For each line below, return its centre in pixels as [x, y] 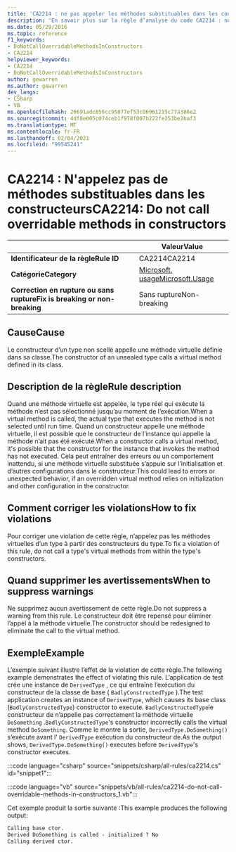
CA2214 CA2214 [167, 259]
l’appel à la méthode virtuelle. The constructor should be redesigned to [109, 623]
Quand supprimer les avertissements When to [109, 580]
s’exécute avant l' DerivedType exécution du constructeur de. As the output [114, 737]
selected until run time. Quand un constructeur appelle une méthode [106, 426]
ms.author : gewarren [38, 86]
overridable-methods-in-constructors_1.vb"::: [73, 794]
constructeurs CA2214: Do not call [109, 209]
